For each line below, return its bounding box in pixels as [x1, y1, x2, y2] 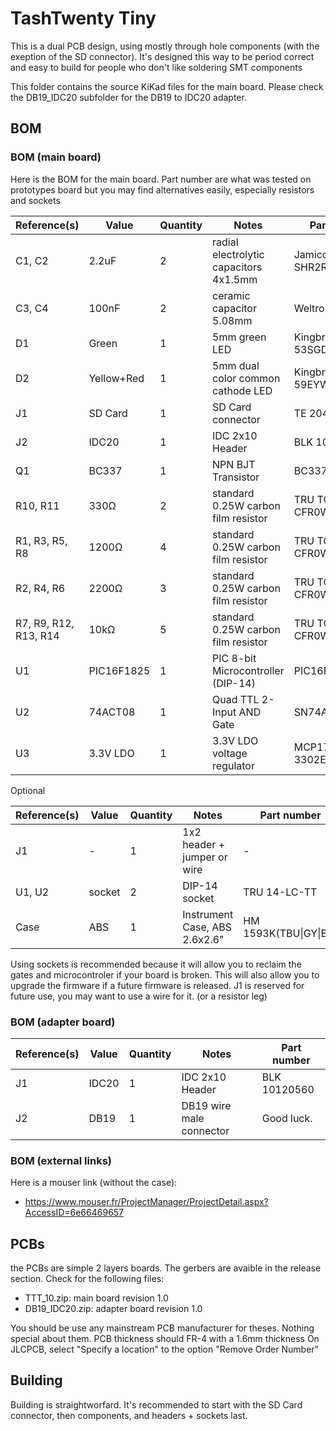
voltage [212, 746, 248, 760]
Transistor [212, 470, 260, 484]
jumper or [182, 850, 228, 864]
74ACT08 [88, 705, 136, 719]
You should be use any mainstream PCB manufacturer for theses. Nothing [10, 1322, 315, 1334]
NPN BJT [212, 457, 256, 471]
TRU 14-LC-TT [243, 885, 318, 899]
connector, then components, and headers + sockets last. [10, 1409, 248, 1421]
